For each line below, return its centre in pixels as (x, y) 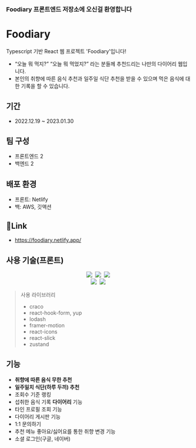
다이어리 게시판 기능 (37, 416)
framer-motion (47, 325)
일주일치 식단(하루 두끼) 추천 (47, 387)
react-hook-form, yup (56, 313)
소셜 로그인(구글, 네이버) (42, 439)
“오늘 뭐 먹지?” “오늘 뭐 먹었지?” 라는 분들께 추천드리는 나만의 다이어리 (95, 64)
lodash (37, 319)
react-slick (42, 337)
